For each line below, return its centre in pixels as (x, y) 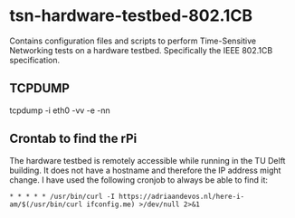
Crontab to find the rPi (73, 139)
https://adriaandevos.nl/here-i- (182, 196)
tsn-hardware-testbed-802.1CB (131, 16)
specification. (35, 60)
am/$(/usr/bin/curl (46, 204)
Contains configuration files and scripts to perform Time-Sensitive (133, 41)
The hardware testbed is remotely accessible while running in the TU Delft (147, 160)
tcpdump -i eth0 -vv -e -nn (60, 110)
